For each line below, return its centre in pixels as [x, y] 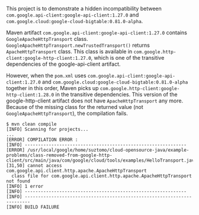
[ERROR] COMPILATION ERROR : [42, 140]
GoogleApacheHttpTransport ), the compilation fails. [67, 113]
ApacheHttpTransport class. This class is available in [69, 52]
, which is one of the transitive [128, 58]
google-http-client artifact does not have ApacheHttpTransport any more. [95, 101]
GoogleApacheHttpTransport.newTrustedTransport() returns [78, 45]
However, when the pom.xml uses [46, 76]
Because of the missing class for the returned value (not [75, 107]
